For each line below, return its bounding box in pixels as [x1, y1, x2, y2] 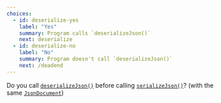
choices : [6, 10, 32, 17]
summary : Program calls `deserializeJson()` [19, 29, 151, 37]
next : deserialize [19, 36, 73, 43]
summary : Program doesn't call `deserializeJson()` [19, 56, 173, 63]
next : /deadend [19, 62, 64, 69]
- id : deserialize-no [13, 42, 76, 49]
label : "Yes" [19, 23, 57, 30]
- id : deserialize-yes [13, 17, 79, 24]
